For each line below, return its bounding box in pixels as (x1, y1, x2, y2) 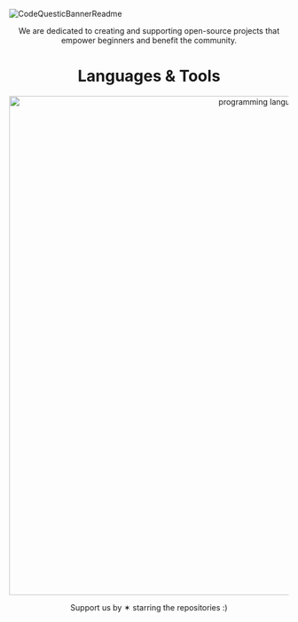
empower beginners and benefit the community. (60, 35, 238, 45)
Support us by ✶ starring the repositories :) (70, 602, 228, 612)
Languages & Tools (77, 67, 221, 86)
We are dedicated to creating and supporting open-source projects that (18, 26, 280, 35)
